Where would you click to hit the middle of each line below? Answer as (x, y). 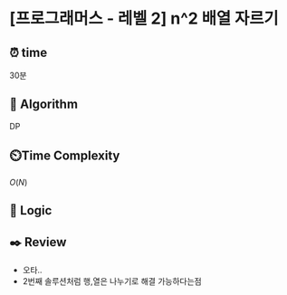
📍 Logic (31, 210)
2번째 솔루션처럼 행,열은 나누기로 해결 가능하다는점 (112, 281)
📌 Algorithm (44, 105)
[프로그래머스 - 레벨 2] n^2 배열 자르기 (144, 19)
